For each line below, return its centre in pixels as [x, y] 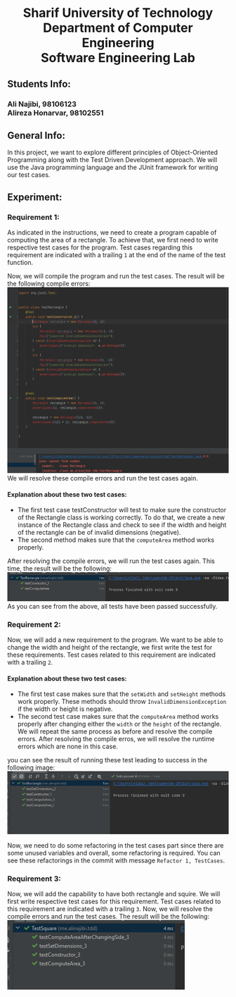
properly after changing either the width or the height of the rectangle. [119, 724]
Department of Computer [118, 28]
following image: [31, 768]
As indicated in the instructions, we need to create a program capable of [112, 233]
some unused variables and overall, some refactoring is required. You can [114, 853]
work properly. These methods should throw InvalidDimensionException [122, 702]
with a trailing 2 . [30, 662]
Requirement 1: [33, 217]
